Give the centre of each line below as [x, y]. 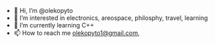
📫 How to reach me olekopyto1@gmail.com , [76, 33]
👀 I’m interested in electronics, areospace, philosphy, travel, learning [111, 18]
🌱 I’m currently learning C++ [54, 25]
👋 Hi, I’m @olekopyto [43, 11]
